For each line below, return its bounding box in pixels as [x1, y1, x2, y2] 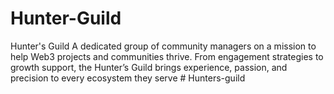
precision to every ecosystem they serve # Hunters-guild [10, 72, 246, 84]
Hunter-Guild [10, 7, 122, 30]
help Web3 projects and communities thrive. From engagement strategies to [10, 50, 324, 62]
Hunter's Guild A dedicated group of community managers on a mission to [10, 40, 317, 52]
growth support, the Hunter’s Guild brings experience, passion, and [10, 61, 288, 73]
